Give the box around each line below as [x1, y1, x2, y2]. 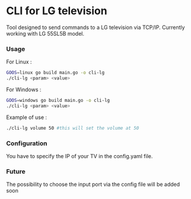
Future [6, 167, 26, 175]
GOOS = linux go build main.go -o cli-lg [6, 70, 105, 76]
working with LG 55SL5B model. [6, 30, 85, 37]
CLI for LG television [6, 4, 108, 18]
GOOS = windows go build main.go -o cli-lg [6, 97, 110, 103]
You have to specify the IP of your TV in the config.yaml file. [6, 152, 153, 159]
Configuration [6, 139, 47, 147]
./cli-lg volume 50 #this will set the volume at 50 [6, 125, 139, 131]
